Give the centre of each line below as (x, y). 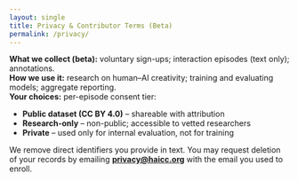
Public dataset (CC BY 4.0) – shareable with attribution (123, 114)
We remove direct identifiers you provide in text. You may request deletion (145, 150)
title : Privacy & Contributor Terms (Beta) (91, 26)
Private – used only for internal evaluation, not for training (128, 133)
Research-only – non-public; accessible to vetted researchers (137, 123)
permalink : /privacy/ (49, 34)
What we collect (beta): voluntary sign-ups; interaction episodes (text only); (149, 59)
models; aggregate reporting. (63, 87)
